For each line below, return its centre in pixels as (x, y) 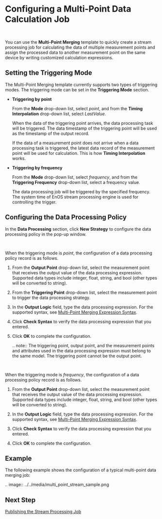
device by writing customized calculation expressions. (59, 57)
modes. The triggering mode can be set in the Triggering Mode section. (77, 90)
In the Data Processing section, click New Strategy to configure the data (78, 229)
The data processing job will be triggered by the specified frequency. (81, 192)
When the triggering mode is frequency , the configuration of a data (72, 374)
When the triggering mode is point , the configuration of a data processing (79, 253)
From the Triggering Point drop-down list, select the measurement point (84, 292)
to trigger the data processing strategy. (51, 298)
